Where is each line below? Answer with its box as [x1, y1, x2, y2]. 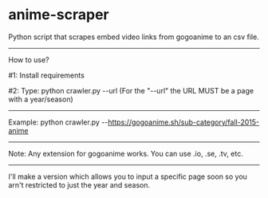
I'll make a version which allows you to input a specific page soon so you [8, 172, 247, 181]
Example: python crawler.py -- [8, 117, 108, 127]
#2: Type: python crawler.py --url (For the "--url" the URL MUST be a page [8, 85, 254, 95]
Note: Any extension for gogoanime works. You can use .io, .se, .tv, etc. [8, 148, 243, 158]
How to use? [8, 54, 49, 65]
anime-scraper [8, 6, 109, 24]
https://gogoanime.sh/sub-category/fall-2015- [107, 117, 260, 127]
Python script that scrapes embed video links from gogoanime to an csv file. [8, 32, 259, 42]
